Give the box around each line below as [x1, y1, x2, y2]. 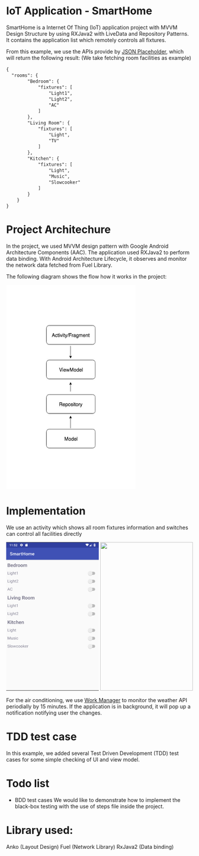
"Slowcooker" [48, 179, 81, 185]
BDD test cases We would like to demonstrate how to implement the [14, 796, 181, 803]
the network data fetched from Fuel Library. [6, 261, 113, 269]
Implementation [6, 504, 86, 518]
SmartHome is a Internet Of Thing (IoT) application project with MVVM [6, 24, 178, 31]
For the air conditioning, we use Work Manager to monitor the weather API [6, 696, 188, 703]
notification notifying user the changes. [6, 709, 102, 716]
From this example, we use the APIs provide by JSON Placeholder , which [6, 48, 184, 55]
